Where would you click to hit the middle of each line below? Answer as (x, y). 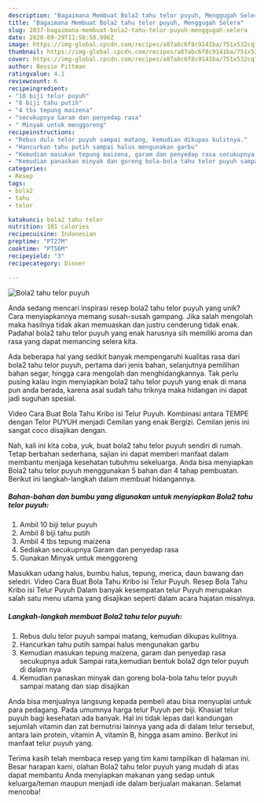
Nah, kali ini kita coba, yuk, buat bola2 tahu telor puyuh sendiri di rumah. (125, 445)
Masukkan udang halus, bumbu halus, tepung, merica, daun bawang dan (126, 574)
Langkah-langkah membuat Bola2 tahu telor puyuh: (95, 617)
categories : (27, 169)
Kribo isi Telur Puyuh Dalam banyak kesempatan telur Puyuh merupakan (125, 590)
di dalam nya (40, 669)
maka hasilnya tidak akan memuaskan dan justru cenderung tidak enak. (124, 324)
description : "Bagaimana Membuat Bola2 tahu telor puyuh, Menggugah (123, 15)
